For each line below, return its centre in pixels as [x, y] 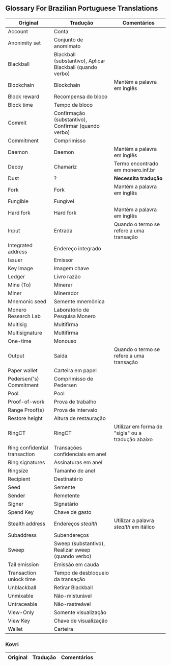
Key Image [20, 268]
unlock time [22, 579]
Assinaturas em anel [78, 462]
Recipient [19, 479]
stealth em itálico [134, 527]
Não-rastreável [72, 604]
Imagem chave [71, 268]
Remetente [67, 495]
